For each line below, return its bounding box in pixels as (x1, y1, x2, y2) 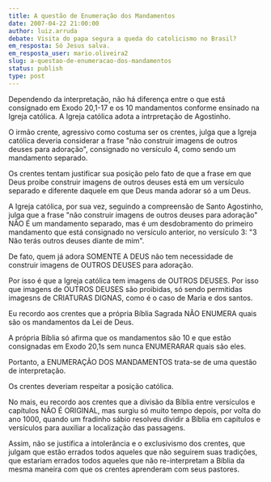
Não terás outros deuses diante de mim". (8, 235, 145, 245)
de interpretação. (8, 366, 66, 375)
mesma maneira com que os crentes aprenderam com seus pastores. (8, 464, 240, 474)
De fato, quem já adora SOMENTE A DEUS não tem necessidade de (8, 252, 234, 261)
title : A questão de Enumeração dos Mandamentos (8, 11, 176, 20)
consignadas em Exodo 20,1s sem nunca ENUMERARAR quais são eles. (8, 341, 247, 351)
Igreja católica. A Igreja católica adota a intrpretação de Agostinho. (8, 111, 231, 121)
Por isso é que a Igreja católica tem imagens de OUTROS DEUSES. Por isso (8, 276, 259, 285)
